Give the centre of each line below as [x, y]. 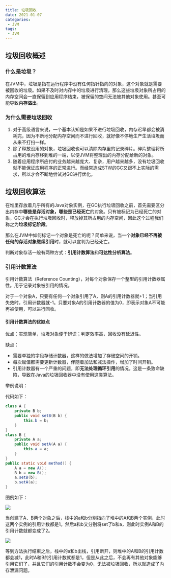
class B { [16, 435]
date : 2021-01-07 [24, 15]
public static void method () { [38, 463]
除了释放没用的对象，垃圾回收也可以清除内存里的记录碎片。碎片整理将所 [88, 148]
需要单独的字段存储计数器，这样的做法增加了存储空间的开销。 [77, 356]
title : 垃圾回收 [21, 10]
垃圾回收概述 [25, 56]
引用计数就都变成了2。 [29, 531]
